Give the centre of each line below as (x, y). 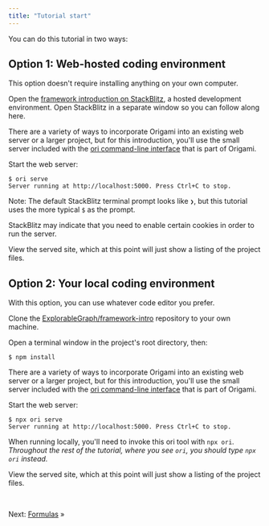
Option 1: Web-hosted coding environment (117, 64)
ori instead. (28, 459)
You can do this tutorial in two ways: (68, 39)
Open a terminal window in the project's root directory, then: (108, 342)
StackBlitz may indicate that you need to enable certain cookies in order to (131, 226)
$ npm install (32, 358)
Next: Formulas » (37, 514)
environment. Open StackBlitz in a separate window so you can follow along (134, 108)
